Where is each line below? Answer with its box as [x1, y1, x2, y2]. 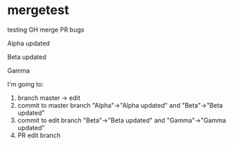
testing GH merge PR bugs [7, 25, 84, 34]
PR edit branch [17, 131, 61, 139]
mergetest [7, 2, 69, 18]
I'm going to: [7, 80, 44, 88]
